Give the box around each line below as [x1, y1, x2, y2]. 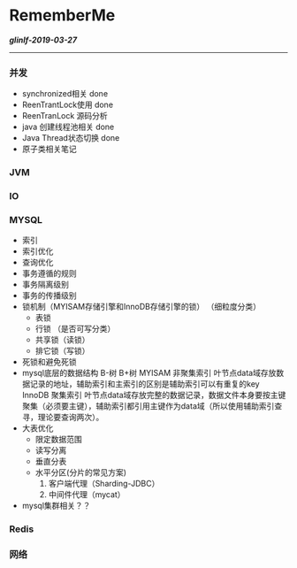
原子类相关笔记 [21, 143, 77, 155]
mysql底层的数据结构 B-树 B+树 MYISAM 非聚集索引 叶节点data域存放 [21, 368, 277, 379]
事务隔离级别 [21, 280, 69, 290]
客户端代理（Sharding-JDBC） [48, 479, 160, 489]
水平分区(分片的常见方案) [34, 467, 126, 478]
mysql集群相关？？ [21, 501, 91, 511]
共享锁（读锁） [34, 334, 90, 345]
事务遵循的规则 [21, 268, 77, 279]
